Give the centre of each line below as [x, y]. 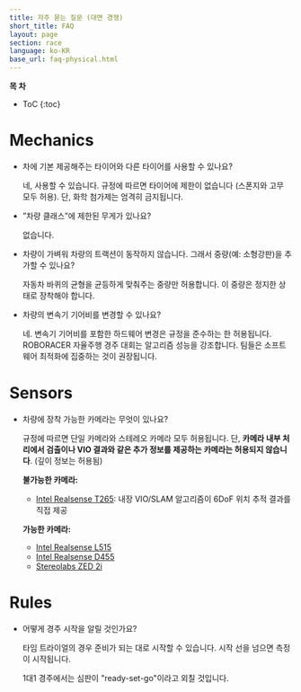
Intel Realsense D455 [75, 556]
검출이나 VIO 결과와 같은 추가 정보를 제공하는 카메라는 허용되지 [155, 449]
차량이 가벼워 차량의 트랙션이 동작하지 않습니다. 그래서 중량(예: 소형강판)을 [152, 253]
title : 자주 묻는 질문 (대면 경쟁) [66, 18]
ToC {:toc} [41, 104]
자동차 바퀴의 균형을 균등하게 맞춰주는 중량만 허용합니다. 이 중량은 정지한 [149, 284]
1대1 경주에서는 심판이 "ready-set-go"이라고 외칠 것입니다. [125, 678]
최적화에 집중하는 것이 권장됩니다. [98, 356]
